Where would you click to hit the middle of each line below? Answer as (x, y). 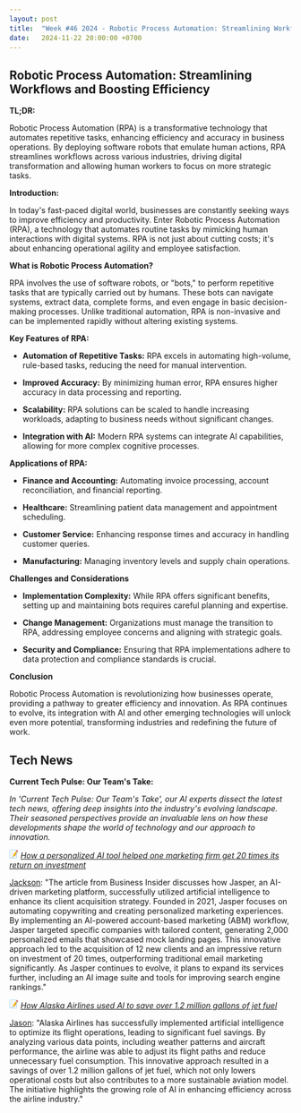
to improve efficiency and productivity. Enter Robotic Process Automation (145, 220)
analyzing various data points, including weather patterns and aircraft (138, 1042)
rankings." (28, 987)
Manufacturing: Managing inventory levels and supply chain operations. (156, 561)
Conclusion (31, 677)
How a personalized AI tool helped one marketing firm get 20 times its (150, 856)
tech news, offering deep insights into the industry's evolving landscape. (144, 809)
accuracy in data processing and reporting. (102, 392)
